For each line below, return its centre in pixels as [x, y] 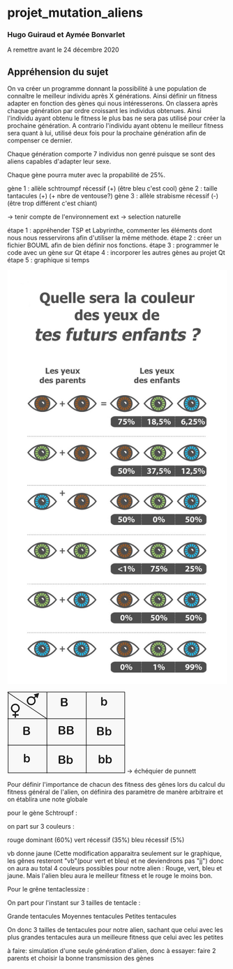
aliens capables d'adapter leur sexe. [59, 161]
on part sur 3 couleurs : [41, 826]
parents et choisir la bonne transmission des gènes [81, 958]
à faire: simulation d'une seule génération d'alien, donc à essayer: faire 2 [112, 950]
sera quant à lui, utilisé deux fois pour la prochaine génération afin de [107, 133]
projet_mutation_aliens [75, 13]
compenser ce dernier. [40, 140]
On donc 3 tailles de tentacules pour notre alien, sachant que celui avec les [115, 929]
